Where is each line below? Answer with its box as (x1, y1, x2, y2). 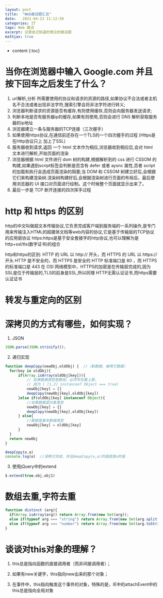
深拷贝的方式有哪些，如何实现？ (5, 319, 133, 330)
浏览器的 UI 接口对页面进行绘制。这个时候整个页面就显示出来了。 (16, 181, 147, 187)
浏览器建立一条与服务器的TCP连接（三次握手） (12, 126, 106, 132)
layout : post (5, 7, 32, 12)
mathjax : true (5, 35, 34, 39)
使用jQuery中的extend (12, 463, 57, 469)
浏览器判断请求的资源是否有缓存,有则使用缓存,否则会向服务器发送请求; (12, 108, 152, 114)
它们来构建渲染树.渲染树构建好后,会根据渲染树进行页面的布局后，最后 (12, 174, 151, 180)
